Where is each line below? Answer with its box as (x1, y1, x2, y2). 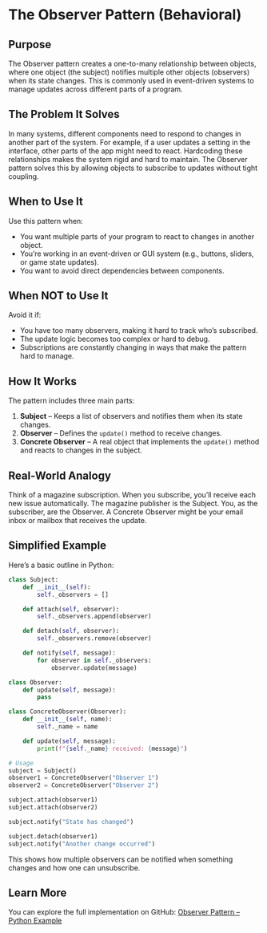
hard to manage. (19, 351, 74, 361)
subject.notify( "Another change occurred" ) (8, 840, 156, 848)
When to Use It (8, 195, 84, 209)
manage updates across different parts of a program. (8, 84, 183, 94)
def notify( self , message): (22, 649, 116, 657)
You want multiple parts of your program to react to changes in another (19, 231, 255, 241)
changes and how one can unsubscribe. (8, 862, 141, 872)
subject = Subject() (8, 766, 78, 775)
